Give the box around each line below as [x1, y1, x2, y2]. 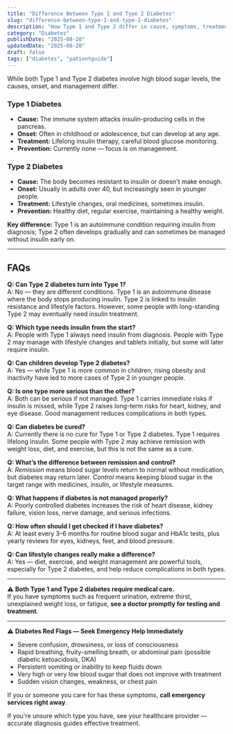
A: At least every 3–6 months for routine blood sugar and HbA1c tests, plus [7, 529, 220, 538]
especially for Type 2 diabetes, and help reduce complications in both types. [7, 565, 226, 574]
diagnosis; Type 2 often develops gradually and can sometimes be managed [7, 228, 225, 236]
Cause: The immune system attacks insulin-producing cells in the [17, 115, 205, 124]
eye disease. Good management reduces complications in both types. [7, 409, 207, 417]
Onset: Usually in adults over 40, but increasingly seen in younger [17, 185, 207, 193]
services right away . [7, 699, 67, 707]
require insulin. [7, 345, 50, 354]
